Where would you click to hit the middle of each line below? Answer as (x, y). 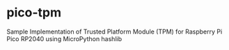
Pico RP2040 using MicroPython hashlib (64, 38)
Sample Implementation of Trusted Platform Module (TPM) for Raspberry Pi (114, 32)
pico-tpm (34, 13)
